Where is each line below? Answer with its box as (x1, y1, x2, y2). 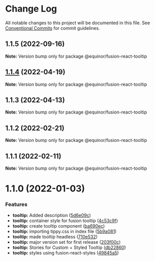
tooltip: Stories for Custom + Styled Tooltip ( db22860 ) (12, 244, 126, 250)
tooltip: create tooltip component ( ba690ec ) (12, 223, 105, 229)
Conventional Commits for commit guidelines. (5, 25, 100, 31)
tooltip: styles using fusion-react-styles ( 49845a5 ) (12, 250, 119, 256)
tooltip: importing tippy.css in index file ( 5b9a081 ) (12, 228, 117, 235)
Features (5, 201, 28, 208)
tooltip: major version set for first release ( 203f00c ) (12, 239, 121, 245)
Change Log (5, 3, 57, 15)
